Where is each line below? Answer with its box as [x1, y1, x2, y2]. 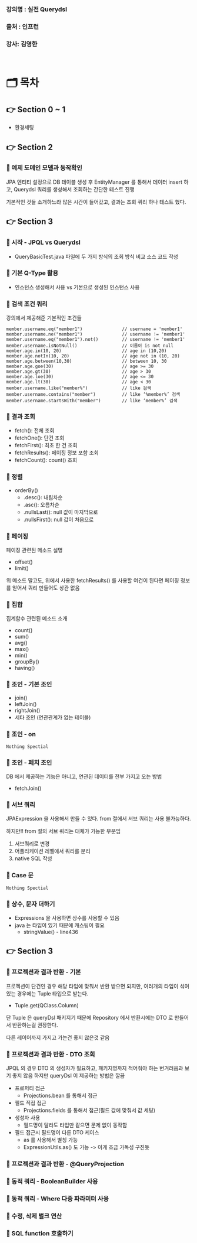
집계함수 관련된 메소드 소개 [6, 615, 68, 622]
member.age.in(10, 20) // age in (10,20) [6, 348, 167, 354]
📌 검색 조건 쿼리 [6, 300, 48, 308]
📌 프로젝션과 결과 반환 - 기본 [6, 968, 81, 976]
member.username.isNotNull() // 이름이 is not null [6, 343, 174, 349]
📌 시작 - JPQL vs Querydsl [6, 238, 81, 246]
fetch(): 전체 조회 [14, 427, 55, 434]
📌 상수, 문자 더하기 [6, 900, 55, 908]
